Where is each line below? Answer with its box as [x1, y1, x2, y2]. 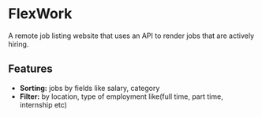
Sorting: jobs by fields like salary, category [19, 83, 160, 92]
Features [8, 62, 53, 76]
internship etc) [19, 100, 67, 109]
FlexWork [8, 5, 73, 23]
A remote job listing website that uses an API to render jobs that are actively [8, 31, 255, 40]
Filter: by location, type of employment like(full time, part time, [19, 92, 223, 101]
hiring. [8, 39, 29, 48]
